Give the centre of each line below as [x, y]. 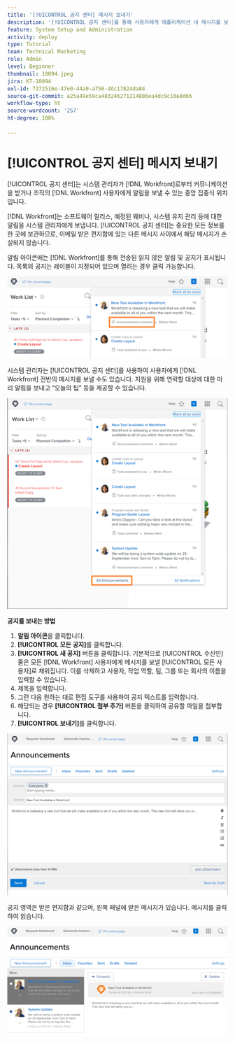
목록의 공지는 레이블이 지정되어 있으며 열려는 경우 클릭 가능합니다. [106, 266]
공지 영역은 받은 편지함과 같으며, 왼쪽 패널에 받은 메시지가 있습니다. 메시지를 [111, 907]
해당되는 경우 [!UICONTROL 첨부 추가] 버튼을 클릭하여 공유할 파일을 [111, 706]
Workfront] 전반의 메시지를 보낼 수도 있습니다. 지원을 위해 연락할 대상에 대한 [111, 379]
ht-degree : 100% [31, 118]
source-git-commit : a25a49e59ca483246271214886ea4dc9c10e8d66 [100, 96]
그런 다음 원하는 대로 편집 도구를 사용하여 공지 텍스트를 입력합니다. [108, 697]
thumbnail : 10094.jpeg [40, 73]
